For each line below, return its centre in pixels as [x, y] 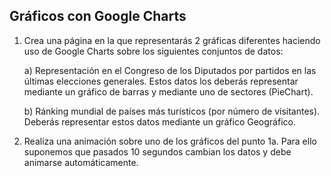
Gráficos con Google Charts [98, 16]
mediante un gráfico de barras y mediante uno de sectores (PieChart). [168, 91]
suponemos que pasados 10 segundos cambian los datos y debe [157, 151]
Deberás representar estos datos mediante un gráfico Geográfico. [159, 121]
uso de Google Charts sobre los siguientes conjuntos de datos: [153, 51]
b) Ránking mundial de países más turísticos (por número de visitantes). [172, 111]
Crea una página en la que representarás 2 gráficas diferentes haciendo [172, 40]
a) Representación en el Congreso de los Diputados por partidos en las [170, 70]
